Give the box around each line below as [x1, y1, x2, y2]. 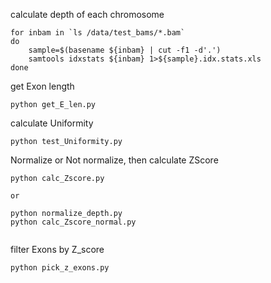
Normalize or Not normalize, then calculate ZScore [10, 154, 219, 166]
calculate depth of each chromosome [10, 9, 165, 20]
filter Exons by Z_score [10, 244, 105, 255]
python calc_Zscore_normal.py [10, 217, 137, 227]
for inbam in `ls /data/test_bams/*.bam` [10, 28, 186, 38]
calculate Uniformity [10, 117, 94, 129]
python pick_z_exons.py [10, 263, 110, 273]
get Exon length [10, 80, 75, 92]
